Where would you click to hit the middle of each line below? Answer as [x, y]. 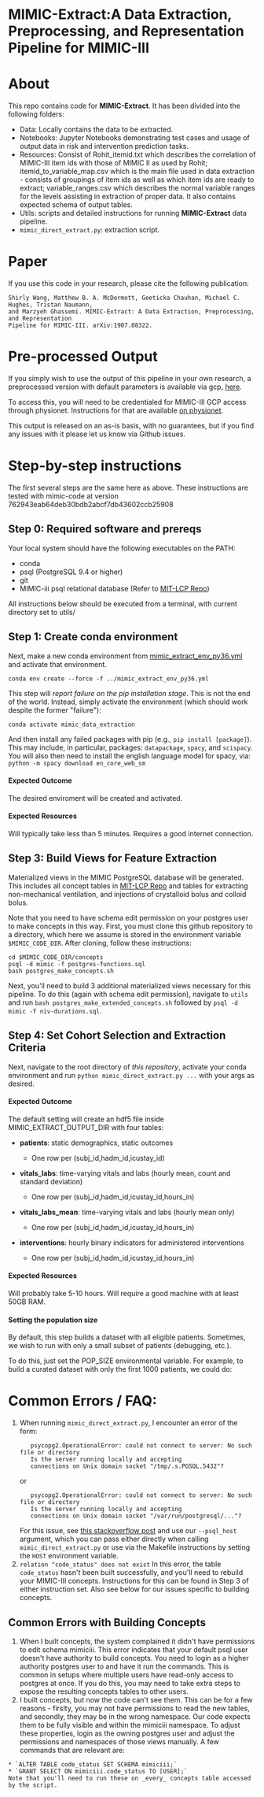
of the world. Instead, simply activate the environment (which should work [128, 702]
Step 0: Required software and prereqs [105, 529]
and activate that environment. [58, 664]
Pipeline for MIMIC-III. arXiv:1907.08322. [81, 326]
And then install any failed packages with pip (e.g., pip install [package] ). [130, 739]
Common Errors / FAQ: [82, 1401]
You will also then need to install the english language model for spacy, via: [130, 756]
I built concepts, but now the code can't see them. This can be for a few [136, 1699]
